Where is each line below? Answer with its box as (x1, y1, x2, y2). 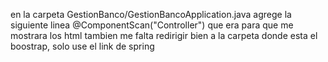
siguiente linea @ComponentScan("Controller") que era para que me (10, 19, 294, 31)
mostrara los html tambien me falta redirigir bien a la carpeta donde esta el (10, 30, 318, 41)
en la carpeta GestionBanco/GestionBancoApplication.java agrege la (10, 9, 292, 20)
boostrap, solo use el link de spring (10, 40, 155, 52)
